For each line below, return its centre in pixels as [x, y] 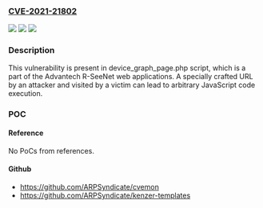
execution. [26, 93]
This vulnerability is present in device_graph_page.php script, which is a [127, 68]
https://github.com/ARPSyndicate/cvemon [90, 186]
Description [32, 50]
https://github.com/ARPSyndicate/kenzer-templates [105, 195]
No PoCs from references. [51, 150]
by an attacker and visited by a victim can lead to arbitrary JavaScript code [132, 85]
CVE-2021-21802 [43, 11]
